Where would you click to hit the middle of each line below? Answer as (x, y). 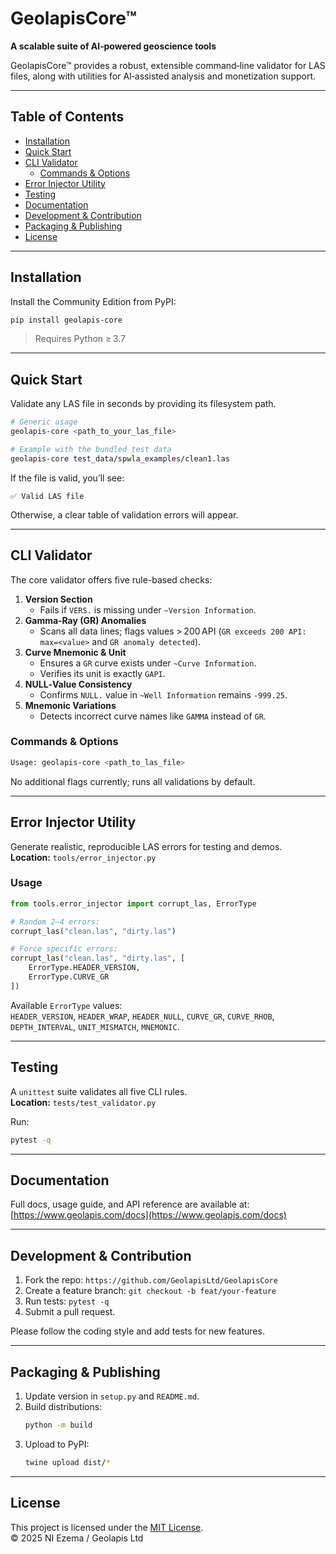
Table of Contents (67, 117)
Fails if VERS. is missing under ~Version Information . (148, 609)
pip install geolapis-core (66, 320)
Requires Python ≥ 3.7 (80, 339)
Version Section (58, 599)
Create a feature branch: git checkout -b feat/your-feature (150, 1291)
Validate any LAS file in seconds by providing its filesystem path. (143, 404)
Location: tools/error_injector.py (83, 857)
